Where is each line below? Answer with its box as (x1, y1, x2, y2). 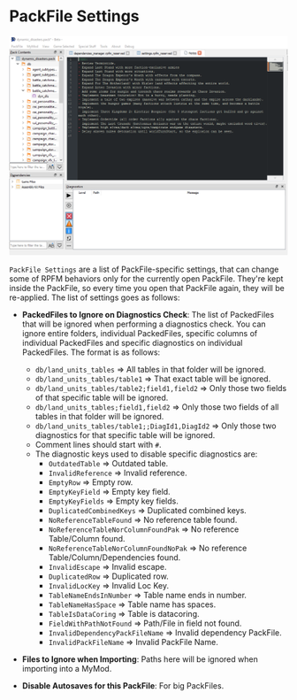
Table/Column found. (48, 534, 126, 544)
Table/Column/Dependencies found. (48, 552, 181, 563)
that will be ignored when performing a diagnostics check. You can (21, 319, 267, 329)
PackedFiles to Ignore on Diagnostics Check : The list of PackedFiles (21, 310, 275, 320)
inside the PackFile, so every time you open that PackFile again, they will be (9, 283, 285, 294)
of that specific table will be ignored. (34, 392, 169, 404)
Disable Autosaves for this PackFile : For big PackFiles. (21, 681, 225, 691)
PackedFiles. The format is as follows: (21, 347, 161, 358)
